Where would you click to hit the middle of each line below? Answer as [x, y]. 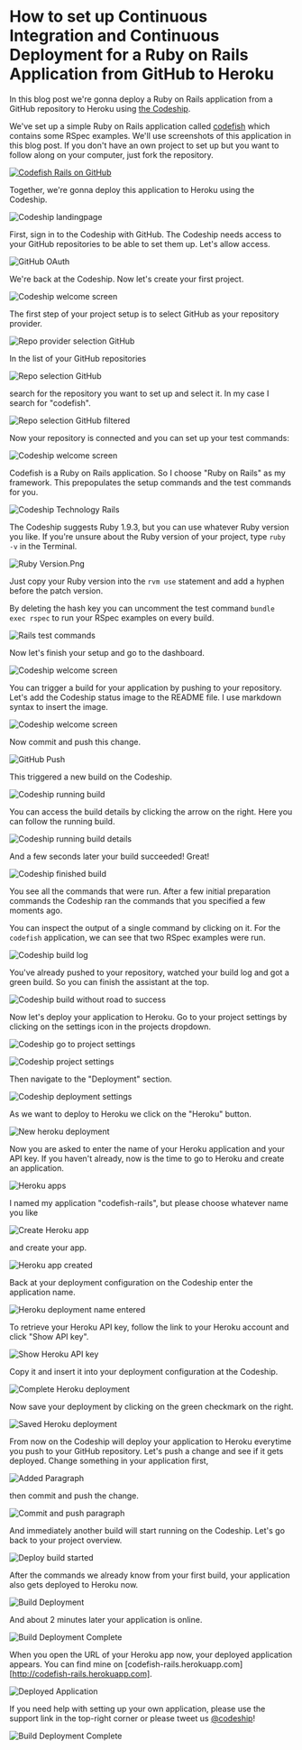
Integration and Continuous [114, 36]
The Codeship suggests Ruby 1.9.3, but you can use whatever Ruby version [150, 527]
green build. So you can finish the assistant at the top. [110, 981]
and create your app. [48, 1248]
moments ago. [36, 910]
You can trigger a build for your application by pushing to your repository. [146, 687]
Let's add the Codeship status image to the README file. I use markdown [146, 697]
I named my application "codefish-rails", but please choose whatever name [149, 1202]
